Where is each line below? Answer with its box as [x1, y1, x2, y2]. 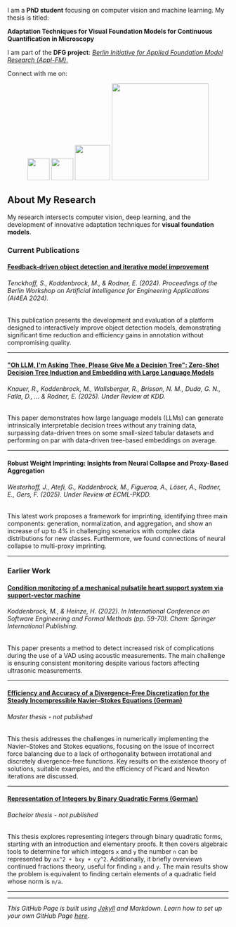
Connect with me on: [7, 70, 68, 77]
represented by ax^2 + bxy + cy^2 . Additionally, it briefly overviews [7, 855, 202, 864]
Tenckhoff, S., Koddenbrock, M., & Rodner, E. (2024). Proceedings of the [7, 278, 218, 287]
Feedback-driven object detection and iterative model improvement [7, 263, 209, 271]
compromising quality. [7, 338, 72, 347]
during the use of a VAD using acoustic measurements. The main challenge [7, 651, 225, 659]
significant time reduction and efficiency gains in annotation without [7, 330, 204, 339]
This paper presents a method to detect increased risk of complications [7, 644, 214, 652]
